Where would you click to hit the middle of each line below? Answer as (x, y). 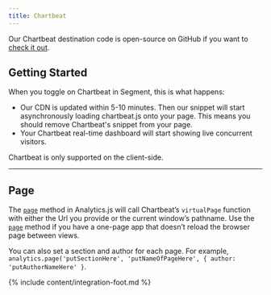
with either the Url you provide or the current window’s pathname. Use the (131, 218)
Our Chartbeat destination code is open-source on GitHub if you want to (128, 39)
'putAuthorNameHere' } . (48, 267)
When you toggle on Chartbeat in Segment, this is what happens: (117, 92)
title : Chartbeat (38, 16)
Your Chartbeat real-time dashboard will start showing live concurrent (136, 133)
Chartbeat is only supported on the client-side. (86, 157)
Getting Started (48, 73)
